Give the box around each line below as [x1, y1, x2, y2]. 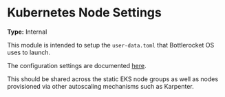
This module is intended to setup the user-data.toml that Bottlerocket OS [7, 41, 215, 49]
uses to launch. [7, 48, 51, 56]
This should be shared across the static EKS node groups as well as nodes [7, 74, 219, 83]
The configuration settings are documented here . [7, 61, 147, 69]
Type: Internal [7, 28, 47, 36]
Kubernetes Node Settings [7, 5, 162, 21]
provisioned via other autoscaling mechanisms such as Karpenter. [7, 82, 194, 90]
